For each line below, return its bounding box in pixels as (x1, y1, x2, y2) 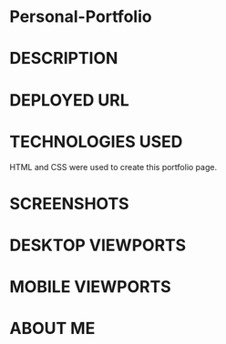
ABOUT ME (9, 319, 96, 339)
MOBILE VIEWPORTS (9, 277, 171, 298)
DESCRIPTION (9, 48, 118, 69)
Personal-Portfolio (9, 6, 152, 27)
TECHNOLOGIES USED (9, 131, 183, 152)
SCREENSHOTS (9, 193, 129, 214)
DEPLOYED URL (9, 89, 129, 110)
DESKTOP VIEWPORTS (9, 235, 187, 256)
